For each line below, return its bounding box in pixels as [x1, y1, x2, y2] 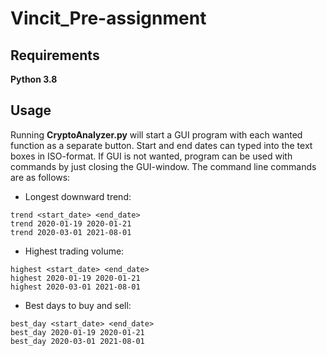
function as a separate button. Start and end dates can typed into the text [10, 139, 313, 151]
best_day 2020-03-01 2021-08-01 [10, 336, 145, 346]
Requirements [10, 47, 100, 64]
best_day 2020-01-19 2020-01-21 [10, 327, 145, 337]
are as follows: [10, 171, 71, 183]
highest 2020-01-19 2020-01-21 [10, 273, 141, 283]
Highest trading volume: [24, 245, 125, 257]
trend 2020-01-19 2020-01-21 [10, 218, 132, 229]
